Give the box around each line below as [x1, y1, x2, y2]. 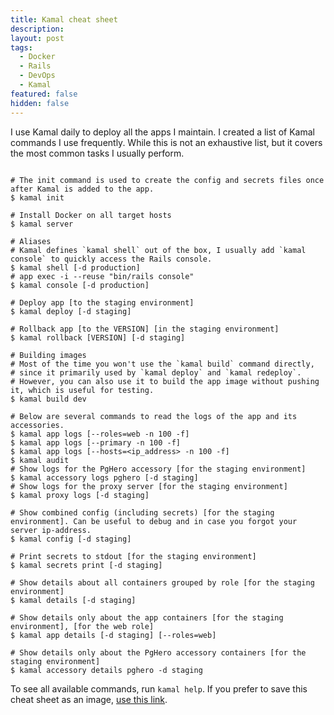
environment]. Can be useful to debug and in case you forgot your [10, 516, 298, 526]
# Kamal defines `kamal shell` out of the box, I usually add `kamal [10, 245, 307, 255]
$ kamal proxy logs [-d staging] [10, 490, 150, 500]
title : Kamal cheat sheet [10, 14, 118, 25]
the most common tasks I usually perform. [10, 147, 185, 159]
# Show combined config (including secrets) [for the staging [10, 507, 275, 518]
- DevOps [19, 71, 56, 81]
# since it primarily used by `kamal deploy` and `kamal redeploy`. [10, 367, 302, 378]
